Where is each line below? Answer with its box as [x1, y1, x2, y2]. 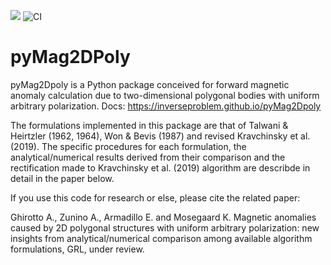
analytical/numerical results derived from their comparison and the [10, 151, 286, 163]
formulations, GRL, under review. [10, 243, 145, 255]
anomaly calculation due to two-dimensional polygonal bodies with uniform [10, 89, 320, 101]
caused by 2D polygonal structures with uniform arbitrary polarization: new [10, 221, 320, 234]
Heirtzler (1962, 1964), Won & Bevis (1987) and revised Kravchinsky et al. [10, 130, 311, 142]
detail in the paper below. [10, 172, 115, 184]
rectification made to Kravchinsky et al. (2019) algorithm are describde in [10, 161, 311, 174]
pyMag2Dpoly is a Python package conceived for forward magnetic [10, 78, 290, 90]
